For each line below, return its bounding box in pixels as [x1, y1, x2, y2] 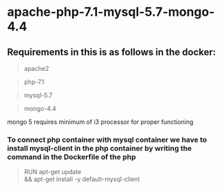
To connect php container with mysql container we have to [7, 135, 208, 145]
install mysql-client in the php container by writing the [7, 143, 192, 153]
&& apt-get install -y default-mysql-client [23, 175, 140, 183]
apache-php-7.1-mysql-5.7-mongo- [7, 4, 215, 20]
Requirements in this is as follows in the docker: [7, 46, 217, 58]
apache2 [23, 65, 49, 72]
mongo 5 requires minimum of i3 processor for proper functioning [7, 118, 194, 126]
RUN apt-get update [23, 168, 82, 176]
